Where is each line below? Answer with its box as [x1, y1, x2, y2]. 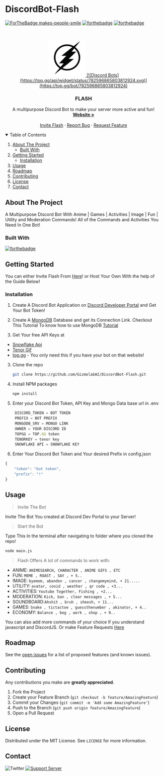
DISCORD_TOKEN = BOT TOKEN [14, 411, 71, 416]
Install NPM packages [12, 381, 57, 387]
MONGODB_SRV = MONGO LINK [14, 421, 69, 426]
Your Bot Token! [12, 307, 46, 314]
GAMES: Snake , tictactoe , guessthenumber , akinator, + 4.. [12, 604, 147, 610]
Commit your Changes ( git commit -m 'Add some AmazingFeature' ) [12, 699, 150, 705]
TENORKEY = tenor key [14, 436, 60, 442]
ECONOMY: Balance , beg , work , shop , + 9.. [12, 609, 116, 615]
